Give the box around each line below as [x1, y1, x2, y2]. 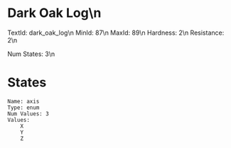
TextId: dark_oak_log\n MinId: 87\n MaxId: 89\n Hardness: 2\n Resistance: [7, 28, 225, 37]
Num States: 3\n [7, 50, 55, 58]
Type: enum [7, 104, 40, 111]
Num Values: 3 [7, 110, 50, 118]
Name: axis [7, 98, 40, 105]
